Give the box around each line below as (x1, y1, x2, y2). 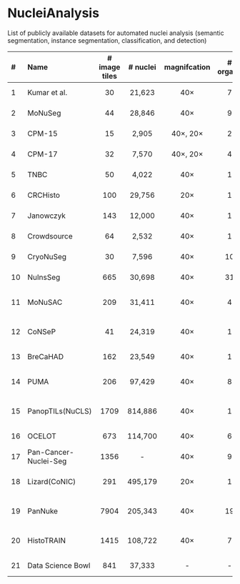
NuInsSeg (27, 272, 61, 282)
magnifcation (164, 62, 211, 72)
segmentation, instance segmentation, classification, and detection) (7, 36, 207, 44)
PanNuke (27, 505, 59, 515)
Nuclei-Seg (27, 455, 67, 465)
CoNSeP (27, 326, 56, 336)
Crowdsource (27, 231, 73, 241)
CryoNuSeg (27, 251, 66, 261)
